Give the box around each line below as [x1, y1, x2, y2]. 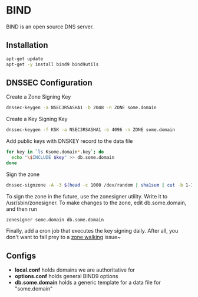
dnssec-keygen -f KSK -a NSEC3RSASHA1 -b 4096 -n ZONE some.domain [6, 127, 176, 133]
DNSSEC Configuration [6, 77, 93, 87]
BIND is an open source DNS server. [6, 23, 94, 30]
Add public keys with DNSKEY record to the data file [6, 138, 133, 145]
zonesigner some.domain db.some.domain [6, 217, 104, 223]
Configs [6, 250, 37, 260]
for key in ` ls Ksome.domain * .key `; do [6, 149, 104, 155]
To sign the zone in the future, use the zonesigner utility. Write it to [6, 192, 168, 200]
